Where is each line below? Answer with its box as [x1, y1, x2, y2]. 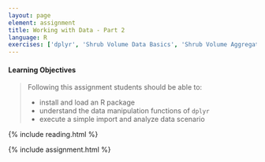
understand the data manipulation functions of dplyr [39, 106, 211, 116]
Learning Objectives [8, 64, 77, 75]
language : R [8, 33, 47, 42]
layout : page [8, 11, 51, 20]
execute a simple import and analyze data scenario [39, 115, 205, 124]
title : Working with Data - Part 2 [8, 26, 125, 34]
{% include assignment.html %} [8, 145, 112, 154]
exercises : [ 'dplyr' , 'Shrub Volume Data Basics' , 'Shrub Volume [8, 41, 227, 49]
